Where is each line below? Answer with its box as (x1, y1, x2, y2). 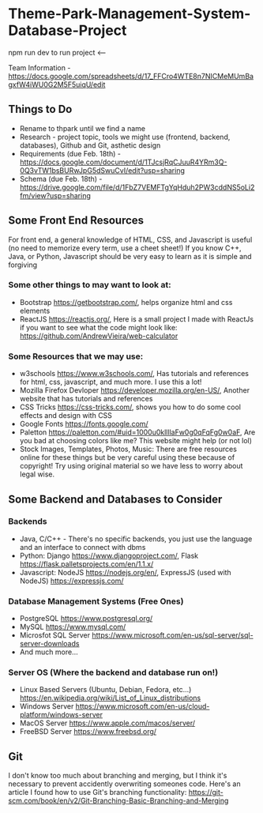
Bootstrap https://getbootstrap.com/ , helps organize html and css (19, 297, 233, 307)
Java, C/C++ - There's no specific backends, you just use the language (19, 534, 253, 544)
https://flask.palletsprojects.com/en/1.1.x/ (19, 559, 154, 569)
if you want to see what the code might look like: (19, 322, 178, 332)
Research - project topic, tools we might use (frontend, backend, (19, 132, 231, 141)
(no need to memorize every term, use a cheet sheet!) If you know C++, (8, 243, 242, 253)
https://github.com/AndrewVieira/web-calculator (19, 331, 178, 341)
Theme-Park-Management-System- (8, 5, 251, 23)
